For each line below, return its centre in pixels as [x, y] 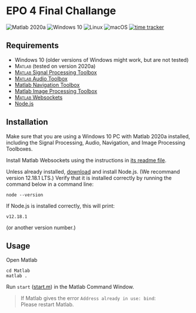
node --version [25, 195]
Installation [27, 122]
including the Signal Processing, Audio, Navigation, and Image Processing [96, 142]
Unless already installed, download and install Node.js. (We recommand [93, 171]
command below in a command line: [50, 184]
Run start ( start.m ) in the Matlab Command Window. [70, 287]
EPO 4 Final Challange [61, 11]
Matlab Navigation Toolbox [47, 85]
